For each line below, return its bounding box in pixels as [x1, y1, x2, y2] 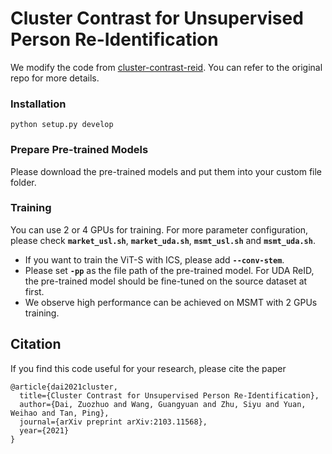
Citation [10, 336, 62, 353]
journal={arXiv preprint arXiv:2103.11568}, [19, 417, 208, 427]
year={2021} [19, 425, 70, 436]
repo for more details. [10, 72, 100, 84]
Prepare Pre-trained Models [10, 143, 149, 157]
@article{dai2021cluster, [10, 382, 118, 392]
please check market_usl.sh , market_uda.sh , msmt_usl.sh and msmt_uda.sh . [10, 234, 316, 246]
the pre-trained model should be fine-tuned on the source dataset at [24, 275, 308, 287]
